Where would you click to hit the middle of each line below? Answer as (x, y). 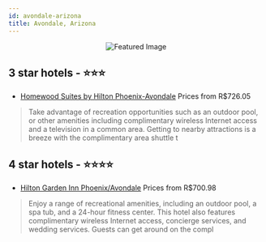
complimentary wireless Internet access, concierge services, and (137, 221)
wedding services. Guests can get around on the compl (121, 229)
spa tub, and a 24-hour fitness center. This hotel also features (132, 212)
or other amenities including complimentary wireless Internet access (143, 121)
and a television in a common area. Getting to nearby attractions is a (142, 129)
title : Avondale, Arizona (52, 23)
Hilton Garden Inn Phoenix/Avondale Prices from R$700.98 (118, 188)
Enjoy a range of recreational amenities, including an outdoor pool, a (142, 204)
